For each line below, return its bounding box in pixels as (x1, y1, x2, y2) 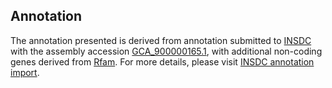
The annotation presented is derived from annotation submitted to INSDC (10, 34, 312, 46)
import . (10, 66, 40, 78)
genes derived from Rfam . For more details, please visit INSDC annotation (10, 55, 315, 68)
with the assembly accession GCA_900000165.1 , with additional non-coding (10, 45, 323, 57)
